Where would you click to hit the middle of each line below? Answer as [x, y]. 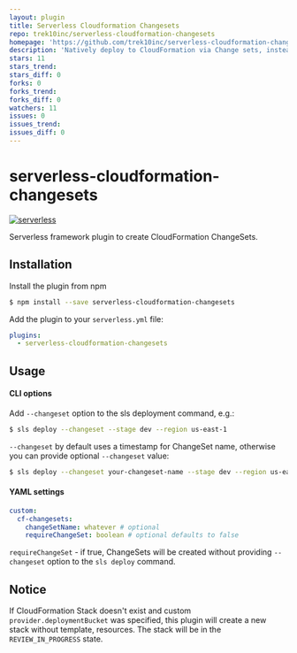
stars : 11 [27, 58]
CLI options [30, 394]
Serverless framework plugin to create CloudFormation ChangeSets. [133, 236]
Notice [28, 589]
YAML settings [37, 492]
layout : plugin [37, 17]
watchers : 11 [33, 108]
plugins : [25, 335]
